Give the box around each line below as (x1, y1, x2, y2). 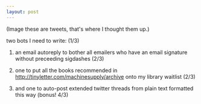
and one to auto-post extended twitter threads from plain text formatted (14, 85, 194, 92)
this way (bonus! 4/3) (14, 91, 69, 98)
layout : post (6, 8, 39, 15)
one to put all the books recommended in (14, 67, 118, 74)
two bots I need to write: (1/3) (6, 37, 80, 44)
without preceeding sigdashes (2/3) (14, 55, 104, 62)
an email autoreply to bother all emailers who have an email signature (14, 49, 188, 56)
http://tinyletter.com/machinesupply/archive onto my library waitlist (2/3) (14, 73, 196, 80)
